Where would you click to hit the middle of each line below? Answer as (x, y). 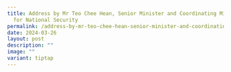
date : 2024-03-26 (32, 33)
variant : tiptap (30, 58)
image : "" (21, 52)
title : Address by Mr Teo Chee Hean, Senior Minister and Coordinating (112, 13)
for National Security (46, 20)
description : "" (30, 45)
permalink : (23, 26)
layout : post (26, 39)
